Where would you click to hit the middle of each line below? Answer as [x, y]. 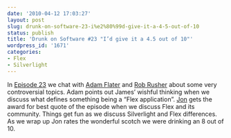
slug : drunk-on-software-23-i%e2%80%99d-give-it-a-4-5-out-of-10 [103, 26]
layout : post [26, 20]
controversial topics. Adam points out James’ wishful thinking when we [108, 92]
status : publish [30, 33]
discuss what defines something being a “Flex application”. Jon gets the [110, 99]
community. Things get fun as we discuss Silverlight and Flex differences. [112, 114]
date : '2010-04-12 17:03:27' [49, 13]
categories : [24, 52]
